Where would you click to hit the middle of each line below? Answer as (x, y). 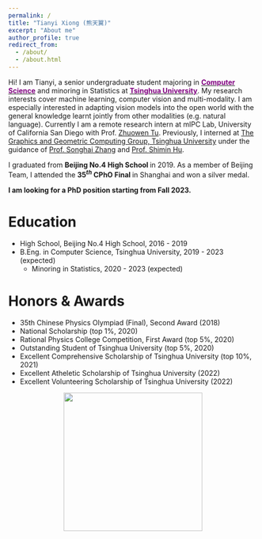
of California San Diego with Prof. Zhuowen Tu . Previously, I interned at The (131, 132)
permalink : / (30, 15)
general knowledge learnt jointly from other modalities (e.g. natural (117, 116)
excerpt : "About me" (42, 30)
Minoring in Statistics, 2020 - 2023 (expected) (107, 269)
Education (42, 222)
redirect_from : (33, 45)
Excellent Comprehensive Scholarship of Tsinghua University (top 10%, (135, 356)
